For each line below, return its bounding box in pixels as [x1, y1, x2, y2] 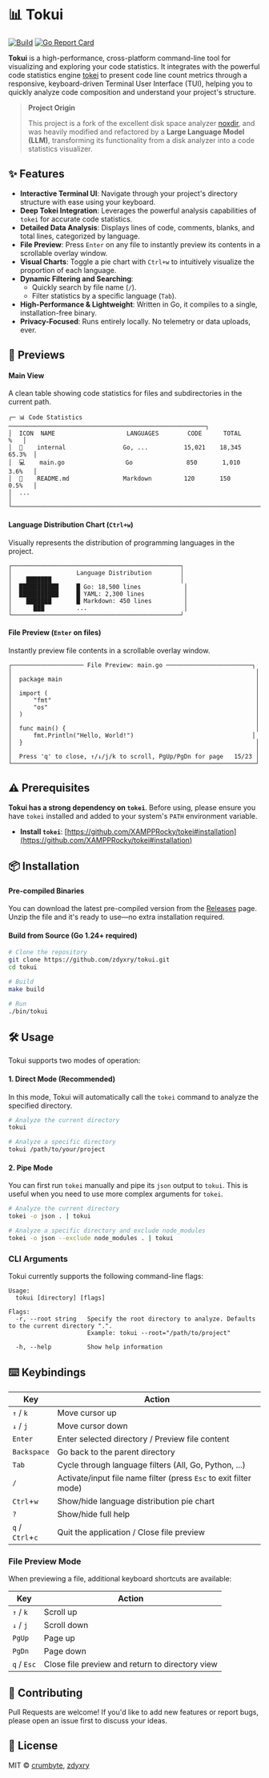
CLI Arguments [8, 1253, 68, 1264]
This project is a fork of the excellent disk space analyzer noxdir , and [27, 118, 255, 128]
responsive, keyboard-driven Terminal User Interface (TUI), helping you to [8, 79, 253, 88]
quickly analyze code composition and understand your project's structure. [8, 87, 256, 96]
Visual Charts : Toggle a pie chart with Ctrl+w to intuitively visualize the [19, 257, 255, 266]
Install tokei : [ [19, 827, 68, 836]
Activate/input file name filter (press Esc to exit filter [57, 1472, 251, 1483]
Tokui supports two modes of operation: [8, 1056, 141, 1065]
